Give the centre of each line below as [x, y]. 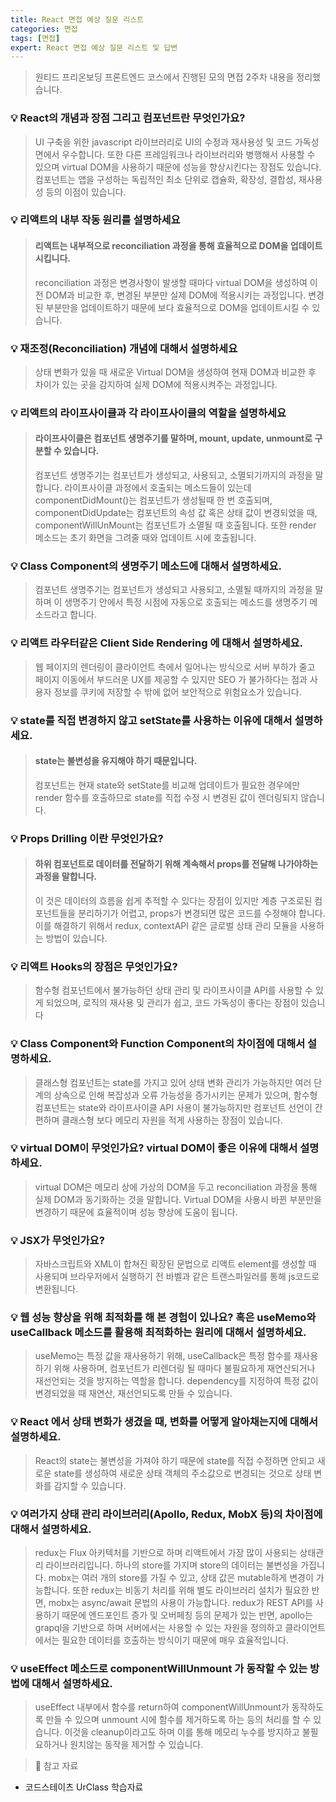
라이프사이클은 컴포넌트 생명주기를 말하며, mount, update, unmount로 [173, 438]
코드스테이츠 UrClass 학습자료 [84, 1787]
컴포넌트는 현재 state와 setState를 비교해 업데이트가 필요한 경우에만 [167, 785]
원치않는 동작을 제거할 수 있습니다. [136, 1745]
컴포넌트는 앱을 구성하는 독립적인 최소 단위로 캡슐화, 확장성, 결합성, [165, 179]
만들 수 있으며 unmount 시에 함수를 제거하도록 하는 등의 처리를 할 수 [178, 1720]
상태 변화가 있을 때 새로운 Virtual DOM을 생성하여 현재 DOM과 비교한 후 [175, 372]
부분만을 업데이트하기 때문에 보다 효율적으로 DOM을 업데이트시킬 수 [177, 307]
